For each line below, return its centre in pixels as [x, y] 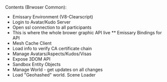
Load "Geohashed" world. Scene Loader [54, 75]
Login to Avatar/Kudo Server [41, 22]
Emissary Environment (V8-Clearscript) [53, 17]
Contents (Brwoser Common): [36, 7]
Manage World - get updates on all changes [58, 70]
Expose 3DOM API [31, 59]
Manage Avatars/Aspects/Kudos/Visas [52, 54]
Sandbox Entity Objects [36, 64]
